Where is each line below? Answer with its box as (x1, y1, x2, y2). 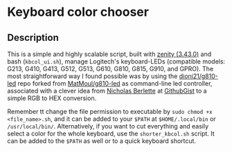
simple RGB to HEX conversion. (7, 94, 97, 102)
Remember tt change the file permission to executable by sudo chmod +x (7, 108, 213, 115)
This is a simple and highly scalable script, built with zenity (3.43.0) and (7, 50, 212, 58)
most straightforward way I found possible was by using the (7, 72, 178, 80)
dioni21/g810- (179, 72, 218, 80)
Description (7, 32, 59, 44)
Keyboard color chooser (7, 4, 149, 20)
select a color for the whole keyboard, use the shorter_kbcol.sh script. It (7, 129, 215, 137)
